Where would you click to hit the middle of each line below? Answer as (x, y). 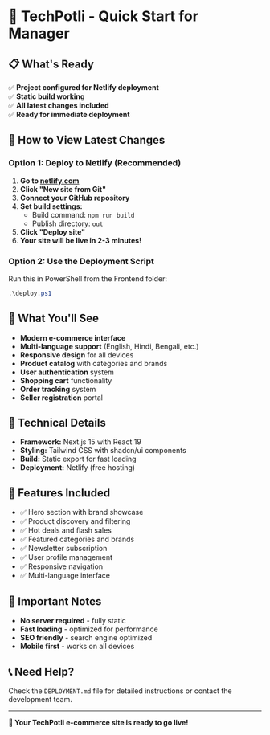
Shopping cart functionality (66, 380)
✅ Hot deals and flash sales (66, 530)
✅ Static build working (47, 96)
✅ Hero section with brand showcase (82, 512)
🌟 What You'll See (53, 318)
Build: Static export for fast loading (78, 459)
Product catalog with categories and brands (94, 363)
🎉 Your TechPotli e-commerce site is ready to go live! (98, 722)
